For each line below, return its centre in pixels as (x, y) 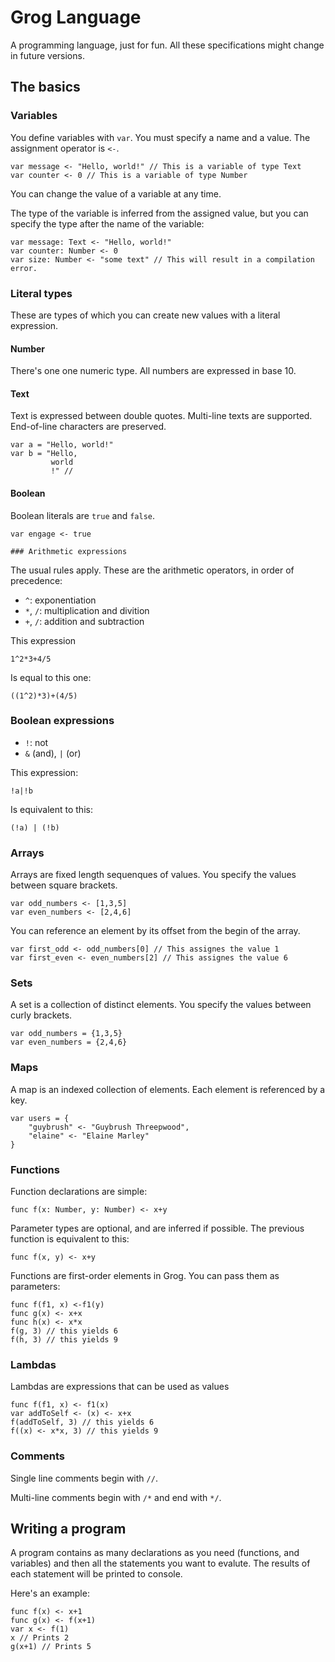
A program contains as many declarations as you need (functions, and (155, 1553)
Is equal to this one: (51, 677)
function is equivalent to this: (70, 1239)
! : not (36, 742)
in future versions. (47, 55)
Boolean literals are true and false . (83, 515)
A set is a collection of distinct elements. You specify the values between (161, 1005)
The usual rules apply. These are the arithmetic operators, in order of (152, 570)
